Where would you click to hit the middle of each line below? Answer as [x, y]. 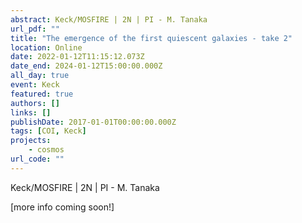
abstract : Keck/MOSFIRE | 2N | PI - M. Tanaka [109, 19]
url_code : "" [37, 159]
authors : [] [35, 103]
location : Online [46, 47]
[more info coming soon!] [62, 207]
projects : [31, 141]
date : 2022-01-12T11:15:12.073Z [77, 57]
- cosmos [46, 150]
